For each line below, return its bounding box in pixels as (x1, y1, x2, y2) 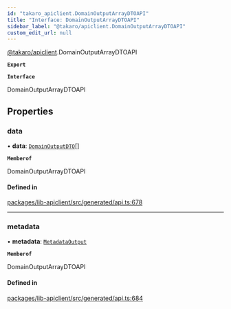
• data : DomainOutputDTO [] (7, 142, 80, 150)
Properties (7, 105, 54, 117)
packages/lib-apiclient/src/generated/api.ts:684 (7, 294, 143, 302)
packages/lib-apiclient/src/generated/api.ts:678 (7, 198, 143, 206)
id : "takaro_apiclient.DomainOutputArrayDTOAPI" (7, 10, 149, 17)
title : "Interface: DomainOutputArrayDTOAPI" (7, 17, 140, 23)
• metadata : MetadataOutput (7, 237, 87, 246)
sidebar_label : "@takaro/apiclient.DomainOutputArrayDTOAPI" (7, 23, 186, 30)
